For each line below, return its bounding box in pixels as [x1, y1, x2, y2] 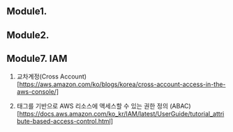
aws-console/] [16, 87, 59, 96]
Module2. [6, 29, 50, 41]
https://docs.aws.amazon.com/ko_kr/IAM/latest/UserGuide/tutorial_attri [19, 109, 225, 117]
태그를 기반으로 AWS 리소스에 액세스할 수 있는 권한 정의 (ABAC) [16, 101, 191, 110]
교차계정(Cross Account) [16, 72, 87, 81]
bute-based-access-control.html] [16, 117, 113, 125]
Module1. [6, 6, 47, 17]
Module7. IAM [6, 53, 68, 65]
